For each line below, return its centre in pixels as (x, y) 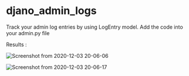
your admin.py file (28, 33)
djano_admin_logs (51, 11)
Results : (17, 44)
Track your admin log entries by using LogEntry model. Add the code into (95, 27)
